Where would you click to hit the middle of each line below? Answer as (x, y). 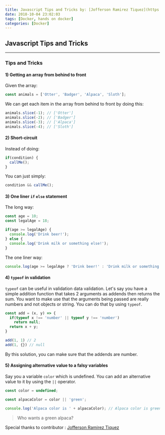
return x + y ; (24, 327)
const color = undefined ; (31, 391)
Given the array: (21, 86)
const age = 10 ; (22, 216)
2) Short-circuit (21, 138)
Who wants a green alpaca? (45, 418)
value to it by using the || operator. (41, 382)
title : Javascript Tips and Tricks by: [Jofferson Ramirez (67, 10)
